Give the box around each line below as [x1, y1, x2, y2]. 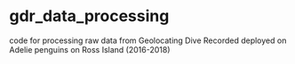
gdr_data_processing [9, 6, 170, 26]
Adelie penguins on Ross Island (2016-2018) [9, 44, 171, 54]
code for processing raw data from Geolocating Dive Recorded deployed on [9, 35, 287, 46]
